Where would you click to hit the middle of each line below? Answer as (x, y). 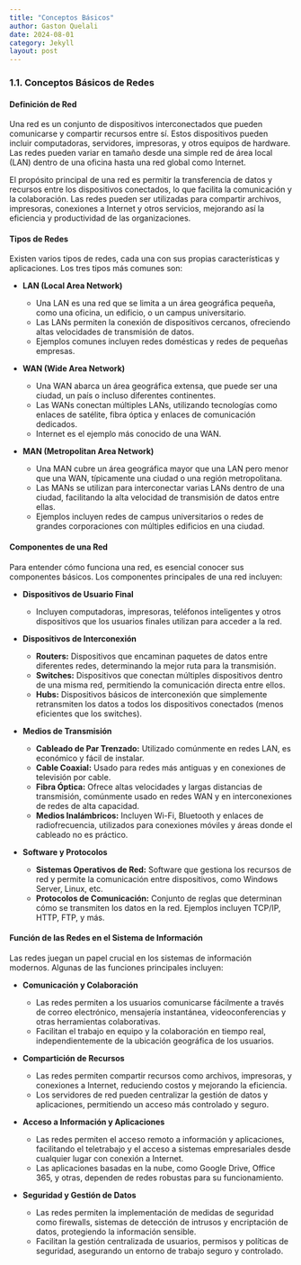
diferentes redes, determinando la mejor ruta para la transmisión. (156, 665)
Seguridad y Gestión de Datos (79, 1195)
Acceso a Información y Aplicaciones (93, 1122)
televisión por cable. (73, 777)
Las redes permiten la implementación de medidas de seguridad (155, 1212)
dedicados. (57, 424)
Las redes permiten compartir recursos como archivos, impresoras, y (164, 1075)
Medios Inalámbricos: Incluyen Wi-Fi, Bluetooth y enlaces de (150, 815)
